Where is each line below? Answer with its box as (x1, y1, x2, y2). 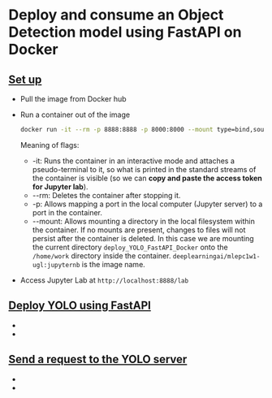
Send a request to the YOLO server (8, 353, 188, 366)
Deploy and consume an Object (8, 6, 224, 24)
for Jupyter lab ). (32, 181, 89, 192)
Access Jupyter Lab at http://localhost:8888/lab (19, 275, 189, 285)
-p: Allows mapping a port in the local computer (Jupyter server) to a (32, 199, 263, 209)
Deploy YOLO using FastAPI (8, 299, 152, 313)
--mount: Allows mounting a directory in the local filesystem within (32, 216, 256, 226)
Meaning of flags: (19, 140, 80, 149)
